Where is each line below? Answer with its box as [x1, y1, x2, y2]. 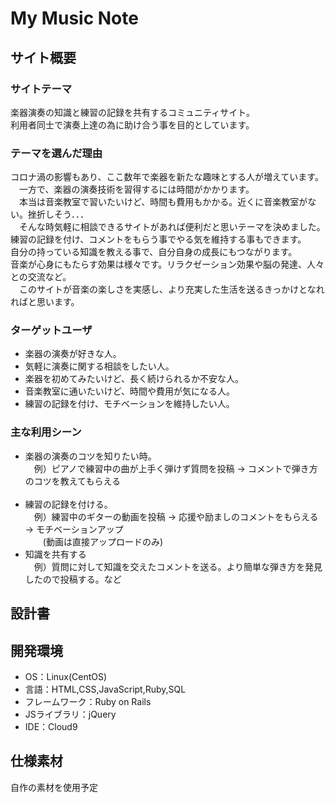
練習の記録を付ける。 [24, 498, 113, 510]
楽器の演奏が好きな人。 [24, 348, 122, 360]
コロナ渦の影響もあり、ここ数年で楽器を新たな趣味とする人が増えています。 [10, 171, 324, 183]
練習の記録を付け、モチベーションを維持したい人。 [24, 398, 235, 410]
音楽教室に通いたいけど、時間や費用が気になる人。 [24, 385, 236, 397]
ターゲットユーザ [10, 323, 93, 337]
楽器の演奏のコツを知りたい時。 [24, 450, 157, 462]
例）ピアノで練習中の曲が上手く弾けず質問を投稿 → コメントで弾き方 [33, 462, 318, 474]
